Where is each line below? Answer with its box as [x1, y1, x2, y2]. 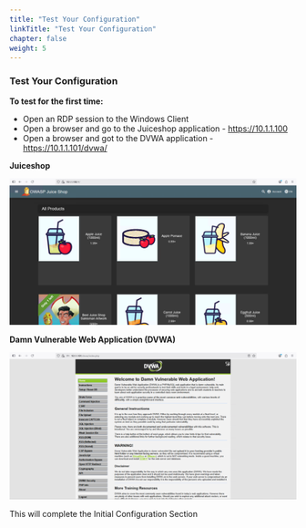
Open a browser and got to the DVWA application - [22, 132, 214, 143]
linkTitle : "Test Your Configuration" [9, 24, 157, 34]
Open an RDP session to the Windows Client [22, 113, 189, 124]
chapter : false [9, 34, 67, 43]
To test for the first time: [9, 96, 104, 107]
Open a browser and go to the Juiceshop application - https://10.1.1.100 [22, 123, 289, 134]
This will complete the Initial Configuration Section [9, 509, 199, 520]
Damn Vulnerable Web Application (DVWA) [9, 334, 176, 345]
